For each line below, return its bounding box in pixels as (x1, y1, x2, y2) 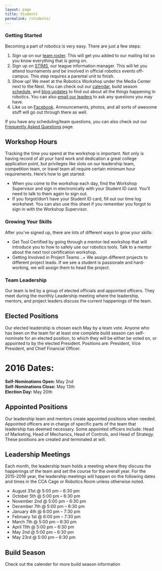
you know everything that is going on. (12, 58, 88, 63)
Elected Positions (5, 312, 59, 320)
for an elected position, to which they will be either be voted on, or (24, 335, 157, 341)
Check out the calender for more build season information (5, 561, 121, 567)
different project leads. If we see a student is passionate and (12, 259, 133, 265)
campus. (12, 73, 30, 79)
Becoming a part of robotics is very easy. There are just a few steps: (5, 43, 141, 49)
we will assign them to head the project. (30, 265, 110, 270)
